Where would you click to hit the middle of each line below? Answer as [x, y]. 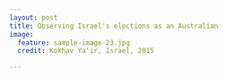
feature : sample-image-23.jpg [74, 43]
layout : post [34, 17]
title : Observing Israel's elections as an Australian [114, 26]
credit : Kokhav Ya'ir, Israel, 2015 [86, 51]
